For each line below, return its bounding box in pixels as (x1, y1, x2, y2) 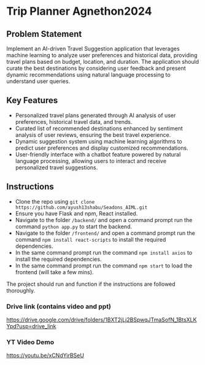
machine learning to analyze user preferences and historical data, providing (6, 52, 198, 59)
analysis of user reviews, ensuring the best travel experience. (15, 131, 171, 139)
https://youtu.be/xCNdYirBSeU (6, 352, 85, 359)
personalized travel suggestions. (15, 164, 98, 171)
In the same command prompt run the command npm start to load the (15, 262, 193, 269)
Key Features (6, 95, 58, 106)
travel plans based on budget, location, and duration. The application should (6, 58, 199, 65)
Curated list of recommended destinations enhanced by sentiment (15, 125, 183, 132)
